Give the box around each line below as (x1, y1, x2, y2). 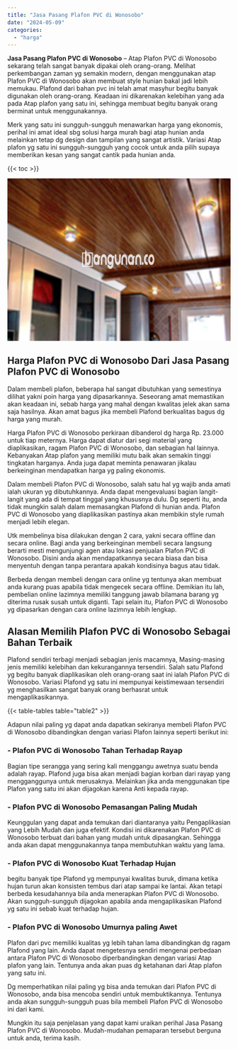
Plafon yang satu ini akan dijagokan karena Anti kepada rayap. (7, 784, 189, 793)
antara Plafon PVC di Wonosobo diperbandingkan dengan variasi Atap (7, 953, 212, 962)
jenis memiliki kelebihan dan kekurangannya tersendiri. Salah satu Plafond (7, 663, 223, 671)
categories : (7, 26, 42, 33)
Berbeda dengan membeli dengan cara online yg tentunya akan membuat (7, 574, 222, 584)
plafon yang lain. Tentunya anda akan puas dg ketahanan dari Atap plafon (7, 960, 222, 970)
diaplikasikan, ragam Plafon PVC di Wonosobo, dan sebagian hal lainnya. (7, 443, 220, 452)
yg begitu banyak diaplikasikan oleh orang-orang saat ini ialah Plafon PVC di (7, 670, 230, 679)
